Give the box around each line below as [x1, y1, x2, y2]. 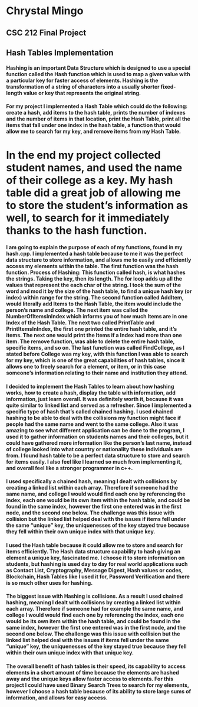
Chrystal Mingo [6, 4, 84, 18]
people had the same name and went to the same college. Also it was [6, 421, 179, 428]
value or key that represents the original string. [23, 89, 141, 96]
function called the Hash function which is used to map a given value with [6, 70, 190, 77]
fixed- [160, 83, 176, 90]
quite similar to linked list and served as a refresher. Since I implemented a [6, 402, 192, 409]
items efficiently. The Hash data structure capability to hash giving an [6, 548, 181, 555]
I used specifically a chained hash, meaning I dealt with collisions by [6, 478, 177, 485]
